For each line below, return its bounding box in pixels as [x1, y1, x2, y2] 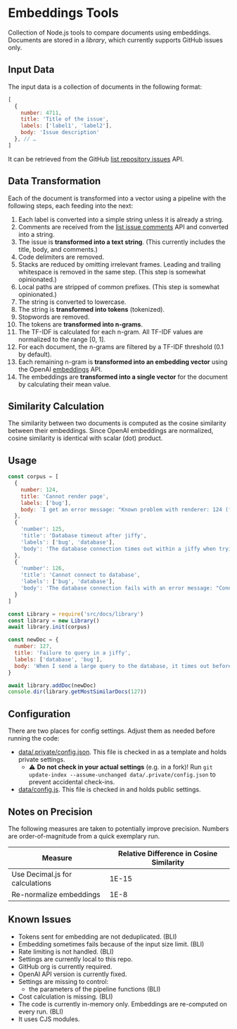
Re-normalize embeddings [11, 889, 101, 899]
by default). [18, 350, 52, 358]
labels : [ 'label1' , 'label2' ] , [20, 122, 113, 130]
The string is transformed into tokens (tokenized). [18, 305, 165, 313]
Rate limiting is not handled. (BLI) [18, 947, 115, 956]
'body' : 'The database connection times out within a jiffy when [20, 545, 217, 552]
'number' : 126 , [20, 565, 65, 572]
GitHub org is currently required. [18, 962, 113, 970]
